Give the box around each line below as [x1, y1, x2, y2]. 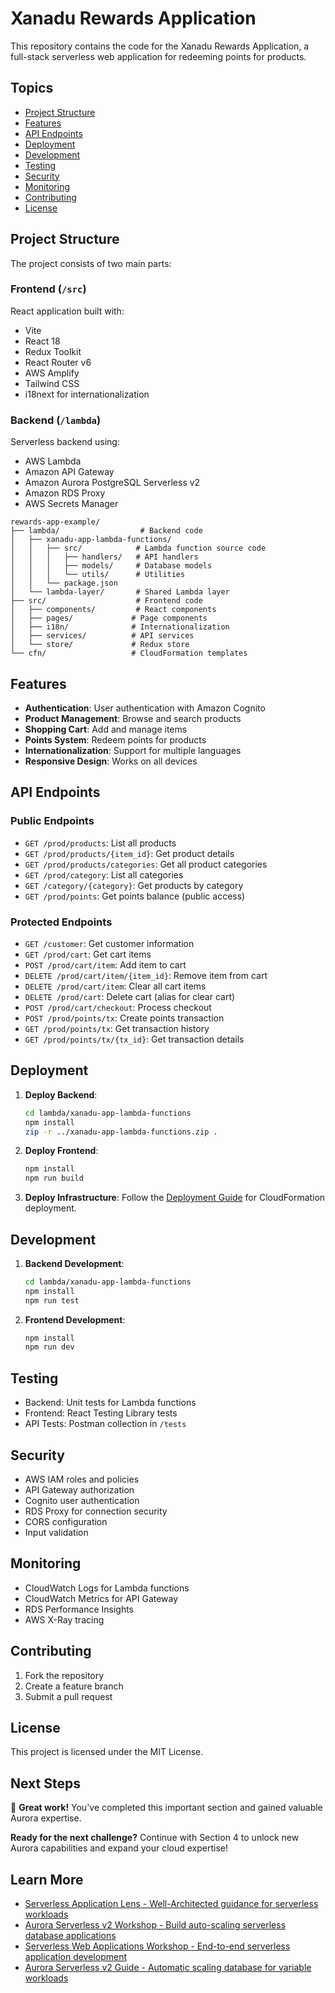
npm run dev [24, 1342, 75, 1352]
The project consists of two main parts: [10, 257, 172, 269]
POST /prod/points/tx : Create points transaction [24, 1012, 225, 1024]
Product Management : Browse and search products [24, 712, 242, 724]
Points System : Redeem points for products [24, 733, 207, 746]
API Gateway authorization [24, 1483, 135, 1496]
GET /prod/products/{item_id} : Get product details [24, 847, 235, 859]
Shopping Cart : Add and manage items [24, 723, 188, 735]
